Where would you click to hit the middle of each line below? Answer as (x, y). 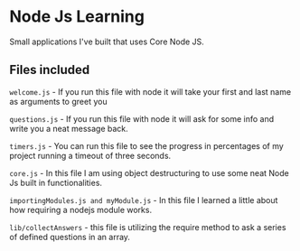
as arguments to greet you (58, 101)
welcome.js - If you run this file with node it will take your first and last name (150, 91)
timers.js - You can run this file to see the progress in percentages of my (147, 145)
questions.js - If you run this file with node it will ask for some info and (142, 118)
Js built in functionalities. (56, 182)
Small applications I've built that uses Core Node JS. (107, 42)
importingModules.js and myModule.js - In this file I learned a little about (144, 200)
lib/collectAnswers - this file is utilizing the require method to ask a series (148, 227)
